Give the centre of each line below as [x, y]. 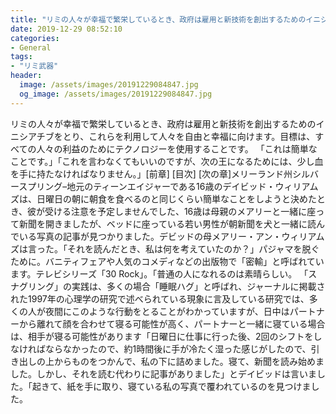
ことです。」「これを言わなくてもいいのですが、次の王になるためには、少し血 [167, 161]
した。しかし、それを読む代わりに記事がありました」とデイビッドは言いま [163, 373]
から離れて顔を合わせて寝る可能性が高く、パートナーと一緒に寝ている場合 [172, 323]
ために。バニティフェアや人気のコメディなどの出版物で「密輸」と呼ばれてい [167, 261]
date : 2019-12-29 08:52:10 [66, 29]
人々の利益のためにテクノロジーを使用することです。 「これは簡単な [177, 148]
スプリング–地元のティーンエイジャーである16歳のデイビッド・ [147, 186]
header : [26, 76]
